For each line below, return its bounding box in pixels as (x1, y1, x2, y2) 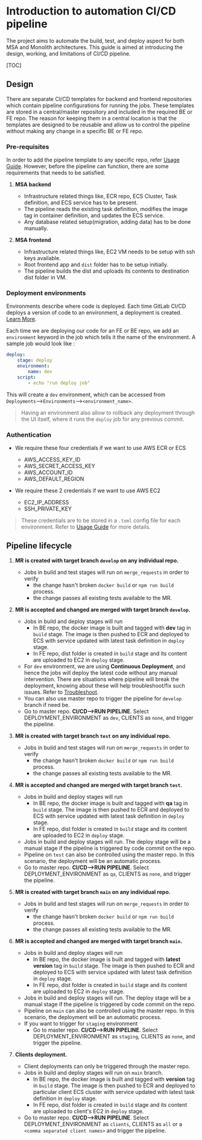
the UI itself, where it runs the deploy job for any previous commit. (21, 415, 185, 423)
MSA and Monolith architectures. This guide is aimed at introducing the (6, 44, 183, 51)
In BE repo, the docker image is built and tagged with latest (33, 956, 181, 963)
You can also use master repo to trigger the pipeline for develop (24, 694, 182, 702)
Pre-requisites (6, 142, 49, 151)
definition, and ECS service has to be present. (24, 199, 138, 206)
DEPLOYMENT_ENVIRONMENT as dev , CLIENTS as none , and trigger (24, 714, 194, 721)
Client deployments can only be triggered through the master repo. (24, 1063, 191, 1070)
